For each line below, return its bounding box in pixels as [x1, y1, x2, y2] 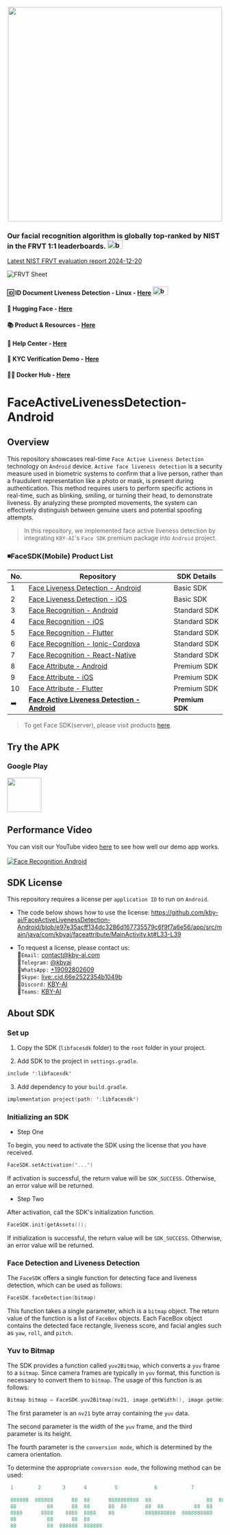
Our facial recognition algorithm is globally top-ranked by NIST [7, 231, 220, 240]
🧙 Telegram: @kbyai [16, 959, 72, 967]
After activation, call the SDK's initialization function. [7, 1208, 155, 1216]
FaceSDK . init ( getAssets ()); [7, 1222, 88, 1229]
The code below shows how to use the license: [16, 908, 150, 917]
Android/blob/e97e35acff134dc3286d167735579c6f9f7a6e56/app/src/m [16, 923, 222, 931]
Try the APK [7, 741, 60, 752]
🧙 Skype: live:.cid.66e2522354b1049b [16, 973, 123, 981]
